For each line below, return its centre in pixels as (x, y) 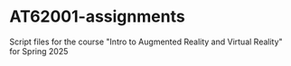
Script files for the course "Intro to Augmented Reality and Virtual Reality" (146, 42)
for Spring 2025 (39, 51)
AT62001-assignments (97, 17)
